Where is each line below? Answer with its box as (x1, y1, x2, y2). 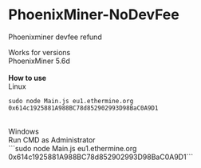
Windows (8, 126, 40, 136)
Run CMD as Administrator (8, 134, 96, 145)
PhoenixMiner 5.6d (8, 56, 70, 66)
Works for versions (8, 47, 71, 57)
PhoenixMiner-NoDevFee (8, 6, 179, 24)
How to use (8, 73, 46, 82)
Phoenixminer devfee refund (8, 32, 102, 42)
